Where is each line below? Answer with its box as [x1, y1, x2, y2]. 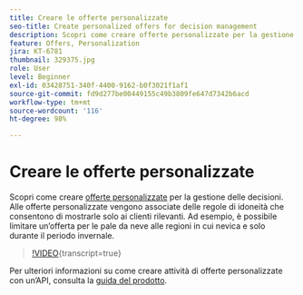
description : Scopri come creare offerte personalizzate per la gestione [9, 30, 295, 39]
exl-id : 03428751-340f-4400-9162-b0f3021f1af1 [9, 81, 189, 90]
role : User [9, 64, 51, 74]
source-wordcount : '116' [9, 106, 103, 115]
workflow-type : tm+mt [9, 97, 92, 107]
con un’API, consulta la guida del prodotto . [9, 275, 168, 286]
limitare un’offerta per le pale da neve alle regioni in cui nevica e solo [9, 221, 266, 231]
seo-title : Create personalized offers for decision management [9, 22, 258, 31]
